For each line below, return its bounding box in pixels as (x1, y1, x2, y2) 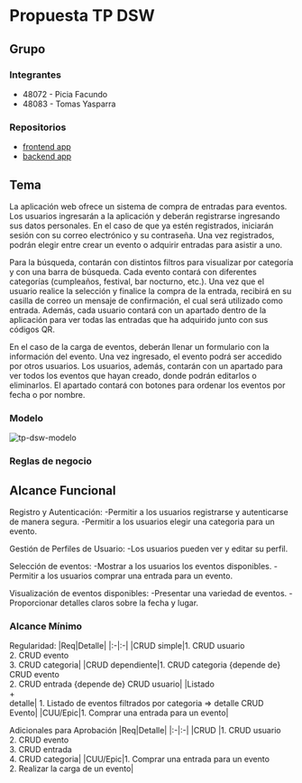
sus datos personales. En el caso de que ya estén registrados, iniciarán (9, 220, 274, 231)
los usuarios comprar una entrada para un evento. (47, 570, 233, 582)
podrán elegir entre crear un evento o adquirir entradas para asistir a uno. (9, 239, 283, 250)
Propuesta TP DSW (9, 5, 155, 26)
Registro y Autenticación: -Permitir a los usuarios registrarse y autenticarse (9, 507, 288, 518)
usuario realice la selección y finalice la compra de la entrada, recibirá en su (9, 285, 292, 296)
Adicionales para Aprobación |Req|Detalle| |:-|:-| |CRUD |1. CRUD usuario (9, 725, 281, 736)
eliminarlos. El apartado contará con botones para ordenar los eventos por (9, 380, 286, 391)
